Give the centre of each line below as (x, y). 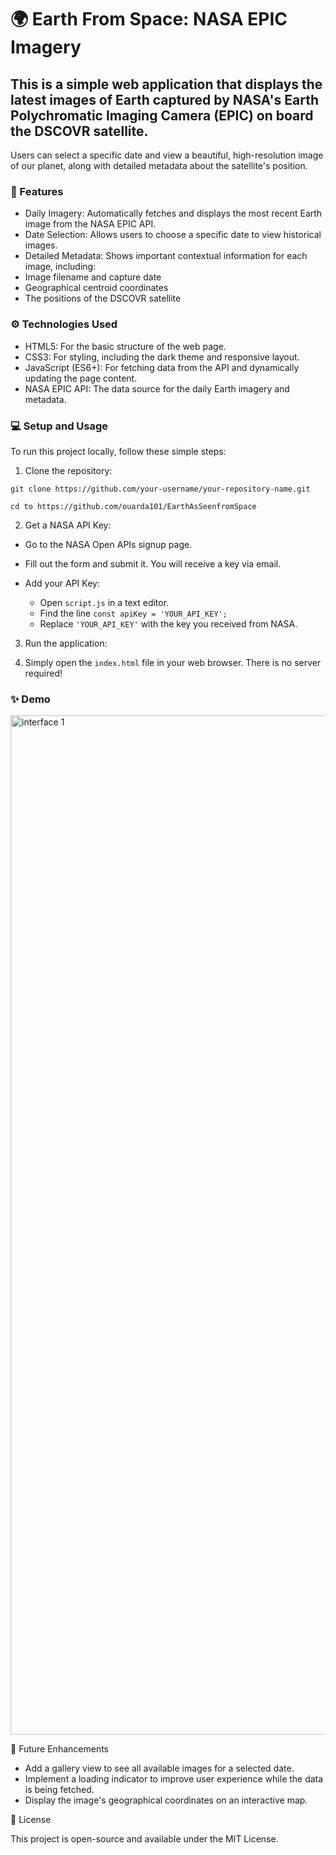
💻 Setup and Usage (59, 426)
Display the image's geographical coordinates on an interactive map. (166, 1800)
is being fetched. (59, 1790)
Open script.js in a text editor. (104, 602)
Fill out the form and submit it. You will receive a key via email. (153, 563)
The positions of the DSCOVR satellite (103, 298)
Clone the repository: (68, 470)
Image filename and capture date (93, 277)
